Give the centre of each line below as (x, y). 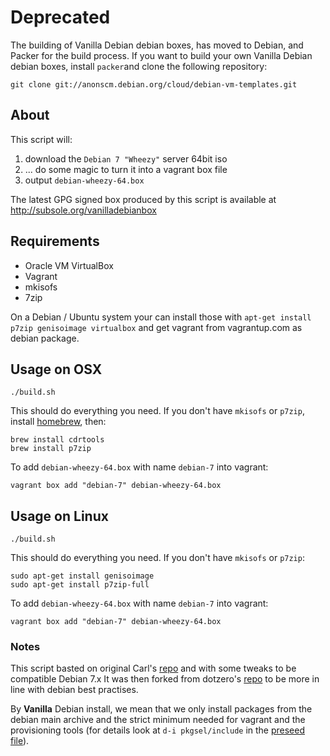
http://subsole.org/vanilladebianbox (83, 210)
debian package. (45, 338)
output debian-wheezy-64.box (84, 180)
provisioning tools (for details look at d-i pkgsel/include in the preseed (158, 730)
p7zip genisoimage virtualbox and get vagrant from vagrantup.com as (156, 327)
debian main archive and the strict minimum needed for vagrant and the (158, 720)
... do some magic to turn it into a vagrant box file (126, 169)
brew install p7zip (51, 449)
